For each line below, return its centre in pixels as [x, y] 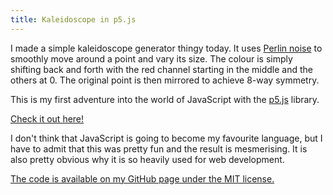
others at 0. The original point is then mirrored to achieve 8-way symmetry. [165, 80]
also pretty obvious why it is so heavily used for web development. [147, 159]
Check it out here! [47, 118]
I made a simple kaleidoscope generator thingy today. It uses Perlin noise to [166, 48]
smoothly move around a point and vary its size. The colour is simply [151, 58]
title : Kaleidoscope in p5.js [73, 19]
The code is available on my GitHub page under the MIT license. [142, 178]
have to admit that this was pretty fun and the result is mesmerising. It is [159, 148]
